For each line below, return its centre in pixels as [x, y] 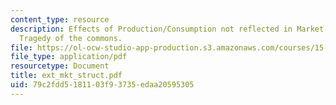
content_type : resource [60, 19]
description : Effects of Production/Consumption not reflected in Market [167, 29]
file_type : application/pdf [69, 57]
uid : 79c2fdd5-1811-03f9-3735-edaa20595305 [102, 85]
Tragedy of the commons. [71, 38]
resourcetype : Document [60, 66]
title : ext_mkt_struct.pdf [66, 76]
